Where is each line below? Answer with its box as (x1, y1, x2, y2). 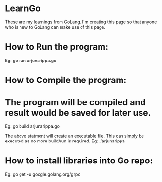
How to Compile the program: (5, 75, 127, 86)
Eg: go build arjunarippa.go (5, 123, 60, 129)
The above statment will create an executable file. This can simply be (5, 133, 144, 139)
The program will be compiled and (5, 97, 146, 108)
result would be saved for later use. (5, 107, 151, 119)
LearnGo (5, 3, 41, 14)
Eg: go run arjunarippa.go (5, 57, 57, 63)
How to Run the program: (5, 41, 109, 53)
